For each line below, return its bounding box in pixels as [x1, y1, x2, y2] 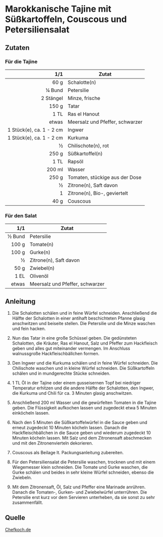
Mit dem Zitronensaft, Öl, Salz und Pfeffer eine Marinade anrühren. [12, 484, 146, 490]
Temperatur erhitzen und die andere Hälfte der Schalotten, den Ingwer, [12, 385, 154, 391]
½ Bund [7, 233, 25, 240]
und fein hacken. [12, 326, 46, 331]
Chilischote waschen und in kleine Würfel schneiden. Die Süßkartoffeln [12, 365, 155, 371]
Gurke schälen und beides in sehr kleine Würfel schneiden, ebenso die [12, 469, 154, 475]
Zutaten [5, 43, 30, 52]
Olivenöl [30, 273, 49, 280]
